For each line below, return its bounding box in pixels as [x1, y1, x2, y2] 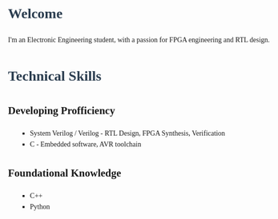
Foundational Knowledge [8, 166, 122, 179]
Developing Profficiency [8, 104, 115, 117]
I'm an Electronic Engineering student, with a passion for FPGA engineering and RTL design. [8, 35, 270, 44]
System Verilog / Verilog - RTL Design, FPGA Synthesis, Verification [29, 129, 226, 137]
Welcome [8, 6, 63, 22]
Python [29, 203, 50, 211]
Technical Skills [8, 68, 102, 85]
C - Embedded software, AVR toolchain [29, 140, 142, 149]
